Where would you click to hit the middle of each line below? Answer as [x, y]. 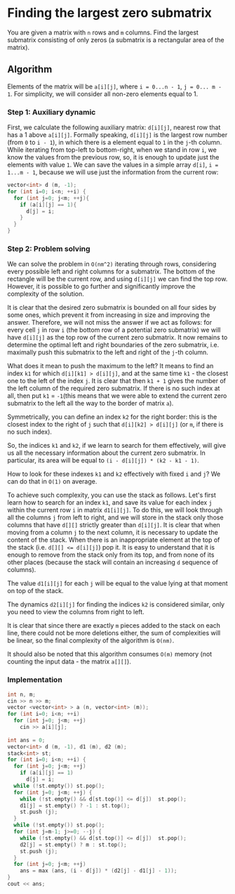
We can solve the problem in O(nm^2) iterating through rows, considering [112, 264]
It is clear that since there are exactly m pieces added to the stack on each [114, 626]
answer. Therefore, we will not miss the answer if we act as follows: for [110, 323]
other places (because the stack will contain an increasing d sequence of [113, 562]
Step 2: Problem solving [49, 249]
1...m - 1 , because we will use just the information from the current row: [113, 172]
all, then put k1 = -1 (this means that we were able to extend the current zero [117, 396]
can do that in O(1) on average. [52, 481]
